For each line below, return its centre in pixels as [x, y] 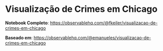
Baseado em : [19, 38]
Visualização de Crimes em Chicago [81, 9]
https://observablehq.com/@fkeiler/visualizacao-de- [104, 23]
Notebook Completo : [27, 23]
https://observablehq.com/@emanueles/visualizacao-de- [92, 38]
